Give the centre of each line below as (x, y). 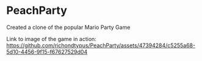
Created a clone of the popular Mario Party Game (68, 27)
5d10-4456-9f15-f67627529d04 (47, 51)
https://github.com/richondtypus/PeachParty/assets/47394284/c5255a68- (101, 45)
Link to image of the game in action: (51, 39)
